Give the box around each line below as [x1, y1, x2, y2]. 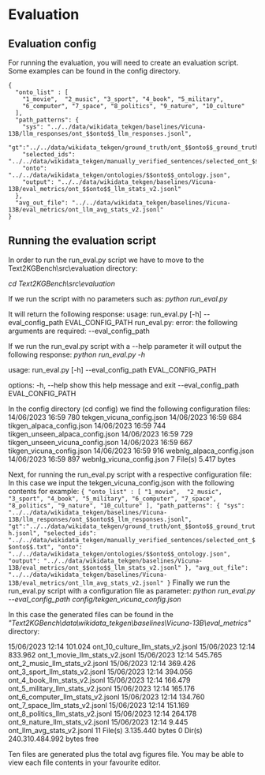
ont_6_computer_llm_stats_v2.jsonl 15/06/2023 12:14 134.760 [8, 692, 205, 702]
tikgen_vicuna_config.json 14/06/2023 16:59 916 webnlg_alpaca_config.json [8, 446, 255, 455]
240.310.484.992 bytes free [8, 734, 99, 743]
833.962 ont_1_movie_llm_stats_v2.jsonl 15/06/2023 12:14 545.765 [8, 650, 222, 660]
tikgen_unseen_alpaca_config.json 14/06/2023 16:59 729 [8, 429, 193, 439]
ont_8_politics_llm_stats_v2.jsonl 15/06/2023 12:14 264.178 [8, 709, 197, 718]
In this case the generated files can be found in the [8, 609, 174, 619]
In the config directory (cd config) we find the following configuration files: [8, 404, 251, 414]
